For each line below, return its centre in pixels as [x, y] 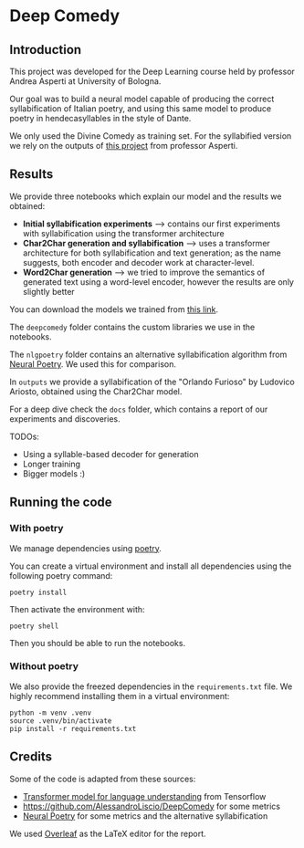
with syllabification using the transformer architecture [124, 233]
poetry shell [34, 626]
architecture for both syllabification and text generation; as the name [152, 253]
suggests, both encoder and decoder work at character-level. [138, 262]
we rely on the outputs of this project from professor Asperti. [124, 146]
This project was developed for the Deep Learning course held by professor [152, 71]
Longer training [51, 464]
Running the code [61, 503]
